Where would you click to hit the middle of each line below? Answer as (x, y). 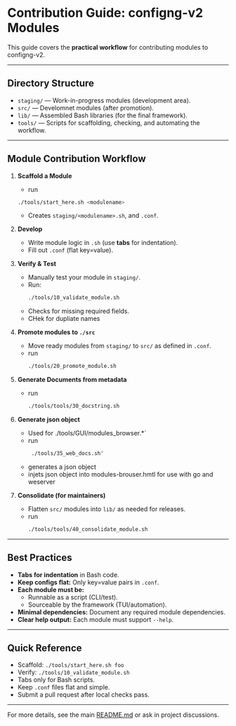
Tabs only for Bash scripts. (56, 680)
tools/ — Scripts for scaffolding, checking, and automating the (109, 123)
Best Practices (40, 558)
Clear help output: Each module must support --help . (96, 619)
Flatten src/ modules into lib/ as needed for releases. (107, 509)
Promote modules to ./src (56, 332)
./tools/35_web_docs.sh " (67, 454)
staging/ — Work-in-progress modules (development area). (104, 100)
